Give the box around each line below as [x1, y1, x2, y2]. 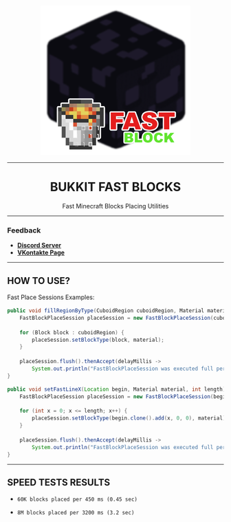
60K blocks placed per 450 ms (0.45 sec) [16, 496, 137, 503]
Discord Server [16, 241, 62, 250]
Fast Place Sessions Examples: [7, 293, 95, 301]
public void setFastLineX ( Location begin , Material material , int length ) [7, 386, 226, 393]
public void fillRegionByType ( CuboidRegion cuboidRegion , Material [7, 307, 205, 314]
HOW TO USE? [7, 274, 71, 287]
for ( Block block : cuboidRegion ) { [19, 329, 125, 336]
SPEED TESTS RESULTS [7, 477, 111, 488]
